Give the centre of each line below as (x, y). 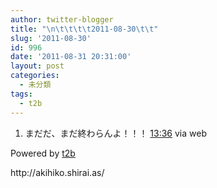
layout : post (37, 66)
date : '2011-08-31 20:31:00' (71, 57)
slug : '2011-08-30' (51, 38)
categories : (35, 76)
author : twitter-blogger (62, 19)
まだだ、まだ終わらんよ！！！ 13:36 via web (115, 133)
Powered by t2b (43, 153)
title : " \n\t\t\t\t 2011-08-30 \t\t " (84, 29)
